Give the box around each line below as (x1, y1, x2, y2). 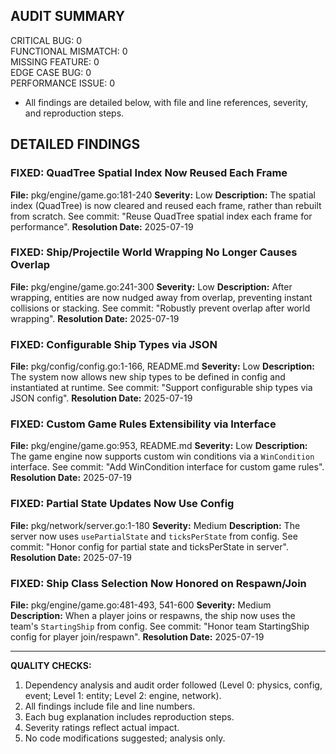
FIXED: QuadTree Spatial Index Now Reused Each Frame (10, 166, 288, 180)
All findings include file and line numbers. (24, 700, 196, 712)
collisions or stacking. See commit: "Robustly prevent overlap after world (10, 302, 311, 314)
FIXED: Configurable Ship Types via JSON (10, 337, 218, 351)
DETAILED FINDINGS (10, 136, 141, 153)
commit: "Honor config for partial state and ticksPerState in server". (10, 540, 289, 553)
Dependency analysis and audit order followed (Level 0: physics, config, (24, 679, 323, 691)
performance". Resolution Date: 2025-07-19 (10, 220, 194, 233)
